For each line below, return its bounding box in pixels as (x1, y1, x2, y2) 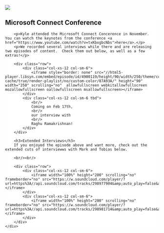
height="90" (119, 78, 143, 84)
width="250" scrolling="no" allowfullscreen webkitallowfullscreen (5, 83, 147, 87)
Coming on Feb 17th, (31, 104, 73, 109)
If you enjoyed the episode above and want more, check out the (14, 143, 147, 148)
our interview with (31, 112, 71, 118)
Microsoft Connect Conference (5, 19, 102, 27)
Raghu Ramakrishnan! (31, 121, 73, 126)
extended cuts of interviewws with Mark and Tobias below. (5, 147, 128, 152)
